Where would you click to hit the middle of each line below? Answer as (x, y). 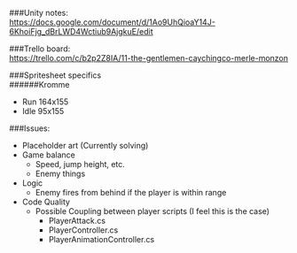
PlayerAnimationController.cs (102, 239)
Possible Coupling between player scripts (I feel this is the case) (152, 211)
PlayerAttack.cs (77, 221)
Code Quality (46, 202)
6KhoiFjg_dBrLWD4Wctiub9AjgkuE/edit (81, 31)
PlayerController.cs (83, 230)
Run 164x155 (45, 102)
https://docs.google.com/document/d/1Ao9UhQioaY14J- (112, 22)
